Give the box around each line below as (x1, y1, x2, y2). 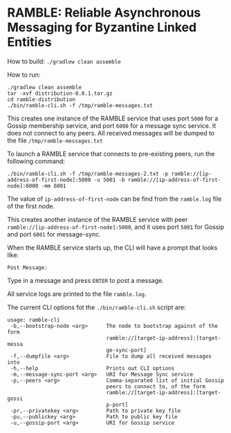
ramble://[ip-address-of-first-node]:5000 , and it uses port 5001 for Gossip (7, 223, 225, 231)
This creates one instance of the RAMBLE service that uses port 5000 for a (7, 114, 219, 122)
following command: (7, 157, 66, 165)
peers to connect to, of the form (106, 383, 206, 390)
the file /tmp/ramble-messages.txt (7, 136, 103, 145)
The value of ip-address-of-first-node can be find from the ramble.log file (7, 194, 222, 203)
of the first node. (7, 202, 55, 210)
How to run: (7, 71, 41, 79)
